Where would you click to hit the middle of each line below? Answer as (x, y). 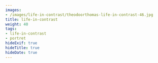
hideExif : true (21, 43)
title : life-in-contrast (31, 19)
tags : (11, 29)
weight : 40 (17, 24)
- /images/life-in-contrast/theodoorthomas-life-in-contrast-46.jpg (79, 15)
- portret (16, 39)
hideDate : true (21, 52)
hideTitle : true (22, 48)
